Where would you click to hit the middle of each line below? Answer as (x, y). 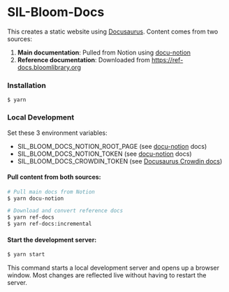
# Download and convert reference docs (65, 211)
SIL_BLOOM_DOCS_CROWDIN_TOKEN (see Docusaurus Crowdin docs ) (120, 161)
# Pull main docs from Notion (51, 192)
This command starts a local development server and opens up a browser (113, 268)
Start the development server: (52, 240)
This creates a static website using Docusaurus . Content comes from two (113, 31)
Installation (27, 85)
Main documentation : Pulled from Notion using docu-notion (104, 52)
